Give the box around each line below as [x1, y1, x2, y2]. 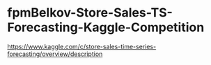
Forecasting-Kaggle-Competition [7, 19, 205, 35]
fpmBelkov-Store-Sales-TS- [7, 5, 173, 21]
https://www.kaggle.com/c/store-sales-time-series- [7, 42, 157, 50]
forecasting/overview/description [7, 50, 103, 58]
